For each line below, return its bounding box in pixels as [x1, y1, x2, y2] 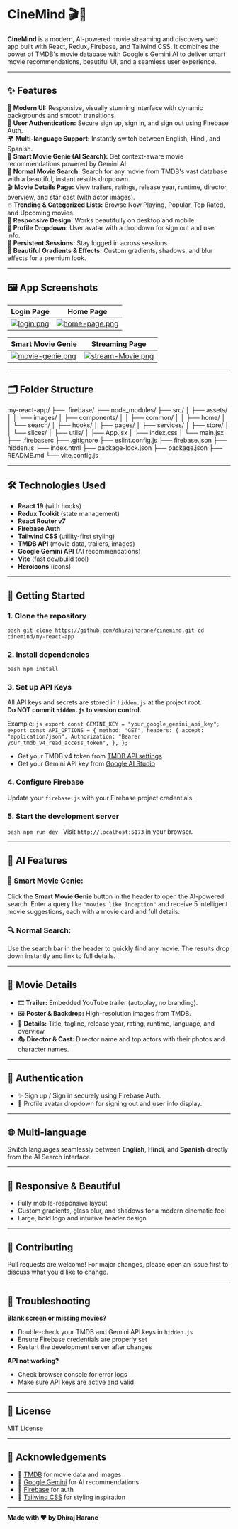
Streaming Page [91, 339, 147, 349]
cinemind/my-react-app [7, 633, 74, 640]
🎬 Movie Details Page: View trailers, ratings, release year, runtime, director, [7, 183, 228, 191]
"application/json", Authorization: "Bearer [7, 734, 141, 741]
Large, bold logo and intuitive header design [17, 1214, 147, 1223]
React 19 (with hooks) [17, 502, 82, 510]
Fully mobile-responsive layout [17, 1199, 108, 1208]
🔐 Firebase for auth [17, 1485, 74, 1493]
